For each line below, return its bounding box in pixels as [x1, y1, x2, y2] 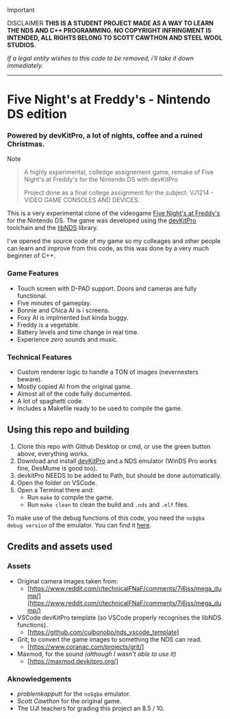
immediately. [7, 62, 43, 69]
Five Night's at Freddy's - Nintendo [7, 92, 211, 108]
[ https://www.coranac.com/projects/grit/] [27, 642, 144, 651]
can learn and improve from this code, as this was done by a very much [7, 244, 209, 253]
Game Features [7, 268, 60, 278]
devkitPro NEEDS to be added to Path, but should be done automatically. [16, 471, 222, 479]
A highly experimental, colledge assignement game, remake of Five [23, 168, 214, 177]
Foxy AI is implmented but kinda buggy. [16, 313, 129, 321]
